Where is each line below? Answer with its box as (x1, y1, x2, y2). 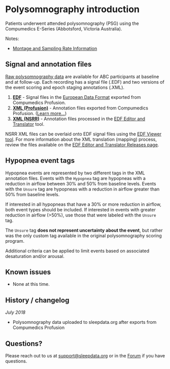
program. (5, 238, 25, 244)
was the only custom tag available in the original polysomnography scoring (5, 232, 162, 239)
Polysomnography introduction (5, 4, 140, 15)
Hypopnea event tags (5, 156, 75, 165)
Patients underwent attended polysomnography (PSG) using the (5, 20, 139, 26)
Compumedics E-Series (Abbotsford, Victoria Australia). (5, 25, 122, 31)
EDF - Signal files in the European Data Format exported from (12, 94, 141, 100)
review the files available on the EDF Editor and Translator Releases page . (5, 141, 159, 147)
